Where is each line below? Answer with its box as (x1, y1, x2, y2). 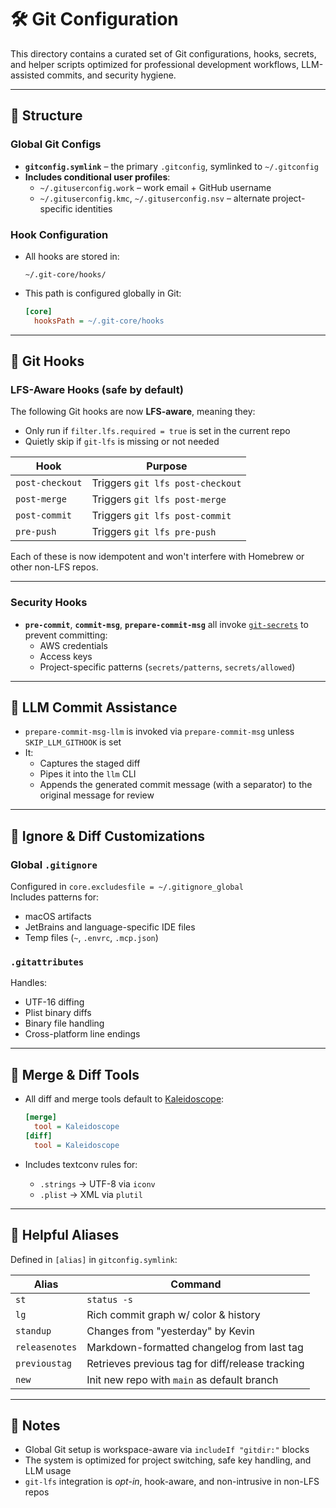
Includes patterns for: (10, 891, 100, 903)
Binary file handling (24, 1017, 105, 1030)
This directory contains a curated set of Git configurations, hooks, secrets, (10, 47, 317, 60)
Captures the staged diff (39, 757, 141, 770)
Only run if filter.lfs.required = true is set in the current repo (24, 425, 291, 437)
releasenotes (15, 1341, 78, 1353)
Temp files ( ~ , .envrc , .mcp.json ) (24, 932, 159, 944)
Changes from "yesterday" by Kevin (86, 1324, 255, 1338)
